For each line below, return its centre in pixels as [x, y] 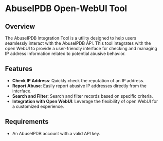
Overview [20, 26]
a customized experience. [38, 106]
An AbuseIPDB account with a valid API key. [56, 133]
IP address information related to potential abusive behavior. [65, 53]
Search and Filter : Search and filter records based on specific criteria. [82, 96]
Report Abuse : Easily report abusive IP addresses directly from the [79, 86]
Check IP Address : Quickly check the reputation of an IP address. [78, 80]
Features [19, 69]
